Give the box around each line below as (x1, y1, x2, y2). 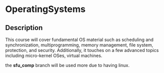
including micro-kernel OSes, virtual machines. (5, 52, 103, 58)
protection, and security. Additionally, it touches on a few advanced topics (5, 47, 159, 53)
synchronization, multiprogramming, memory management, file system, (5, 42, 153, 48)
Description (5, 23, 43, 32)
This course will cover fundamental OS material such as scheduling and (5, 36, 154, 42)
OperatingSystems (5, 3, 86, 15)
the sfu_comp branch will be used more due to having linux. (5, 62, 130, 68)
